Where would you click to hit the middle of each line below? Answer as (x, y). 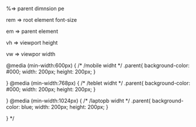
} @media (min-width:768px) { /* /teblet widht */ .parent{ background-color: (98, 83)
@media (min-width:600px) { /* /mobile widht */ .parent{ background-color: (98, 65)
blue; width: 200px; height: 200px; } (65, 107)
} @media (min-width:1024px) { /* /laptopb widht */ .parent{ (78, 101)
